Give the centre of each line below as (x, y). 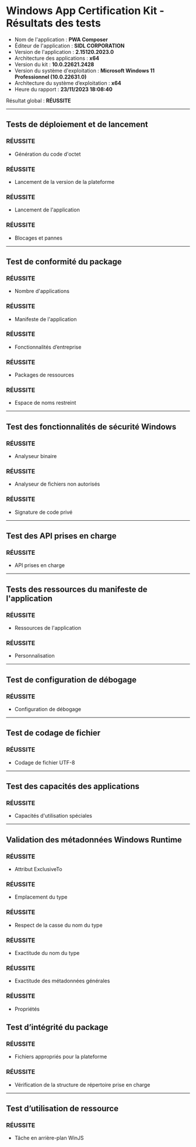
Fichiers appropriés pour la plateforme (61, 1057)
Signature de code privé (43, 512)
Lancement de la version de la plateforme (64, 182)
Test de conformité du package (64, 262)
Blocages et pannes (38, 238)
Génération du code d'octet (48, 154)
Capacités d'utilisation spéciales (53, 816)
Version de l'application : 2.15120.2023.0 (64, 52)
